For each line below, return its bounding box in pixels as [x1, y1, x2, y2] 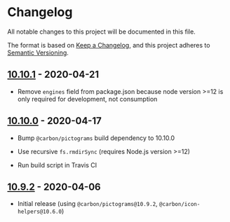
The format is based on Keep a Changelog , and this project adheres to [7, 41, 210, 49]
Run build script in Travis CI [17, 160, 97, 169]
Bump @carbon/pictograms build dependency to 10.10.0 [17, 134, 175, 142]
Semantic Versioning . [7, 48, 69, 57]
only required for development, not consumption [17, 95, 158, 103]
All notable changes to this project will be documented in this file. [7, 27, 196, 36]
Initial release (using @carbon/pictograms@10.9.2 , [17, 200, 158, 208]
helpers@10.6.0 [17, 208, 62, 216]
